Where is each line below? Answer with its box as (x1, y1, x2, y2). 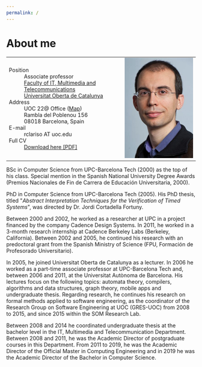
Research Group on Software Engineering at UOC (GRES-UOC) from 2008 (6, 304, 190, 311)
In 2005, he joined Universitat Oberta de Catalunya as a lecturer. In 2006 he (6, 258, 194, 266)
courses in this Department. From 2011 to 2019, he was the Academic (6, 341, 177, 348)
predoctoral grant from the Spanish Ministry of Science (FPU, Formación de (6, 240, 194, 247)
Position (8, 66, 29, 74)
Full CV (8, 137, 27, 144)
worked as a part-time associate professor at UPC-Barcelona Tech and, (6, 265, 183, 272)
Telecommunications (23, 86, 76, 93)
